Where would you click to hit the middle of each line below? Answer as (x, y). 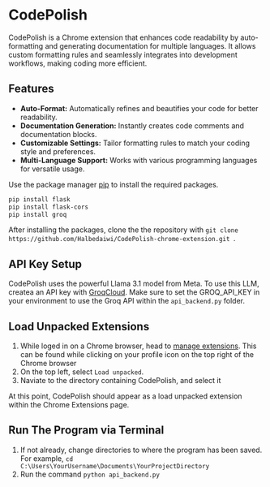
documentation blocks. (58, 134)
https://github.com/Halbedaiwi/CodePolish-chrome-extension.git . (122, 239)
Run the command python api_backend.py (90, 474)
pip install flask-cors (49, 207)
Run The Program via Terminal (86, 431)
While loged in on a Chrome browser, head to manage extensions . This (138, 346)
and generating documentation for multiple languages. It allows (150, 45)
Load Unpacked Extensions (79, 326)
